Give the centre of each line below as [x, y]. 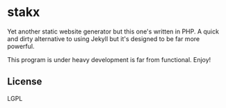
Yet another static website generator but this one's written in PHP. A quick [113, 31]
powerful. [21, 46]
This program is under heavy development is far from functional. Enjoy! [109, 59]
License [25, 82]
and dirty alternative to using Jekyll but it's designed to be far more [104, 38]
